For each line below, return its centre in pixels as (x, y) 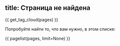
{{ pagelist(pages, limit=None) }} (38, 38)
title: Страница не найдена (48, 8)
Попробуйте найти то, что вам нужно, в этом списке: (60, 29)
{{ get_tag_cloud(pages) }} (32, 19)
